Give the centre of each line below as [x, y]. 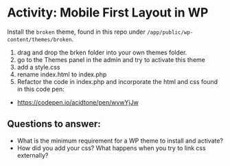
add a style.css [38, 67]
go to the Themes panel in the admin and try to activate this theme [111, 59]
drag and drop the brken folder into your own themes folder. [102, 52]
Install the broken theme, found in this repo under [76, 32]
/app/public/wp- [170, 32]
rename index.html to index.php [62, 74]
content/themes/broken [39, 39]
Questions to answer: [54, 124]
